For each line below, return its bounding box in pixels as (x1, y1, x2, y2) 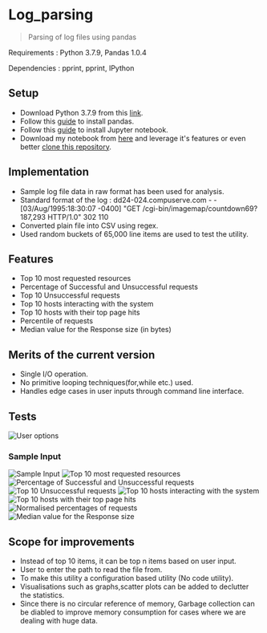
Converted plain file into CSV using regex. (19, 221, 159, 230)
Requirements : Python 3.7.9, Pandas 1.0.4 (8, 47, 147, 57)
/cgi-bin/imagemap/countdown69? (142, 203, 258, 213)
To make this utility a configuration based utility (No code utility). (19, 574, 234, 583)
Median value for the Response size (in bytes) (19, 325, 172, 335)
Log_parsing (8, 6, 94, 24)
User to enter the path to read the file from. (19, 565, 163, 574)
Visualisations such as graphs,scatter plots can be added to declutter (19, 582, 249, 591)
